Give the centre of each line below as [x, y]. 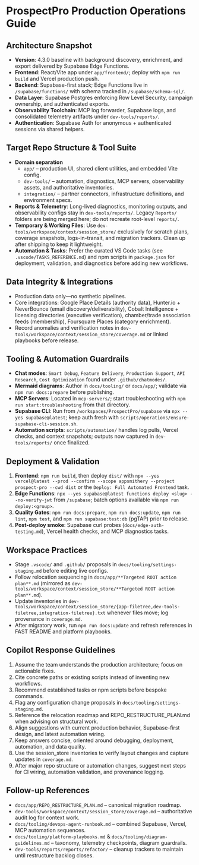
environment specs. [48, 200]
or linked [157, 334]
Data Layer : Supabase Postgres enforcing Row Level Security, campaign [104, 97]
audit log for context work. [47, 817]
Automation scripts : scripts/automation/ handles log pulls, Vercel [97, 430]
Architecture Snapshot [49, 45]
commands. [29, 696]
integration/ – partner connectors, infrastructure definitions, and [104, 194]
